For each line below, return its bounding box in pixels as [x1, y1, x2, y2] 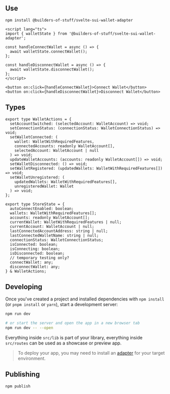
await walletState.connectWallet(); [10, 49, 88, 54]
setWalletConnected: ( [10, 134, 58, 140]
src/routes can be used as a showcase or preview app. [5, 340, 122, 346]
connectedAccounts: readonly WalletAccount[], [14, 143, 115, 149]
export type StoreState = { [5, 201, 65, 206]
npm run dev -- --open [5, 326, 53, 331]
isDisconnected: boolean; [10, 250, 65, 256]
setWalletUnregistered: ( [10, 175, 65, 180]
